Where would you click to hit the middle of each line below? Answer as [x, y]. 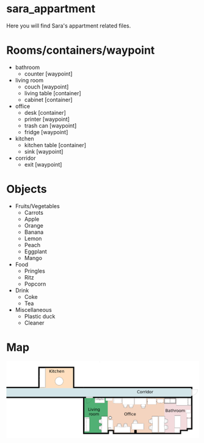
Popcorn [35, 284]
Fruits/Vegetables [37, 206]
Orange [34, 225]
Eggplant [35, 251]
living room [29, 80]
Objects [27, 189]
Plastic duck [40, 316]
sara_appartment [51, 9]
